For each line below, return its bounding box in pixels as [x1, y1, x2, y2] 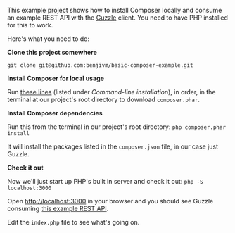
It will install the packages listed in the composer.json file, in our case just [7, 142, 219, 151]
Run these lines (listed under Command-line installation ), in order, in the [7, 88, 216, 96]
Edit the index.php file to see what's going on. [7, 218, 140, 226]
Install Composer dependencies [7, 109, 103, 117]
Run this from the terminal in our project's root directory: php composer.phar [7, 122, 227, 131]
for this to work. [7, 21, 53, 29]
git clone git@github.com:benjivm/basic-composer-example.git [7, 62, 193, 69]
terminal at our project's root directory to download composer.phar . [7, 95, 201, 103]
